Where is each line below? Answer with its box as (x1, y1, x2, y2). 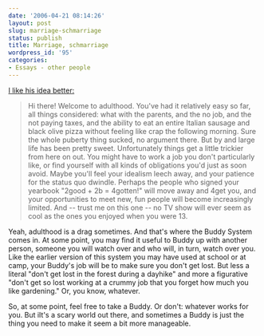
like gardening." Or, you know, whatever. (8, 286, 141, 295)
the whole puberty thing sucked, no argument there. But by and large (27, 135, 255, 144)
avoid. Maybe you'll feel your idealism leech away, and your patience (27, 168, 255, 178)
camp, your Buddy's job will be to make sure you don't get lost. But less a (8, 260, 250, 270)
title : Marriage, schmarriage (8, 42, 109, 49)
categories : (8, 57, 48, 65)
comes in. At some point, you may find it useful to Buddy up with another (8, 235, 248, 244)
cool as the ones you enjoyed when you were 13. (27, 211, 188, 220)
